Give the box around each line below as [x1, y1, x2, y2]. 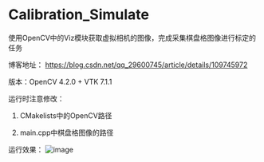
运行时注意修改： [8, 93, 65, 103]
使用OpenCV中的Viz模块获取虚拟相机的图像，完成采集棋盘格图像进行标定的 [8, 33, 257, 42]
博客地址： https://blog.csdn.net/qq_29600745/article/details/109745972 [8, 60, 248, 69]
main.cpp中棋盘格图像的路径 [19, 128, 114, 137]
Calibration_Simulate [8, 6, 150, 24]
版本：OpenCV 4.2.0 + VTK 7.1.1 [8, 77, 112, 86]
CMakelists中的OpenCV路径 [19, 110, 112, 121]
